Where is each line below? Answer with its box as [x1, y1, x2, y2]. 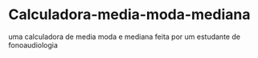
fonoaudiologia [8, 40, 59, 49]
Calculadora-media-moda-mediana [8, 6, 251, 24]
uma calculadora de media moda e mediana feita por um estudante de [8, 32, 241, 41]
